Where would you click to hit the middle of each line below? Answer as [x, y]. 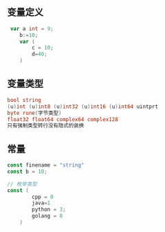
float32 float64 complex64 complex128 [63, 119]
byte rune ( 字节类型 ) [34, 113]
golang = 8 [47, 216]
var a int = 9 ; [32, 29]
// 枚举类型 [22, 184]
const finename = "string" [46, 165]
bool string [24, 100]
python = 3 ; [49, 210]
